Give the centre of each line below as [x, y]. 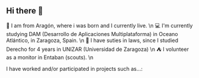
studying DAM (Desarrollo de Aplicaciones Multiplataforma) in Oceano [92, 34]
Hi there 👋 [25, 11]
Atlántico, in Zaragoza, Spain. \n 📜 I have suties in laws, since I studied [92, 40]
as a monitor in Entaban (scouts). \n [50, 57]
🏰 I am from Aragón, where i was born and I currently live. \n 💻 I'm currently [99, 25]
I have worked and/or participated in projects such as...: [75, 69]
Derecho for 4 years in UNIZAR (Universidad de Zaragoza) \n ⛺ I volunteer [97, 49]
